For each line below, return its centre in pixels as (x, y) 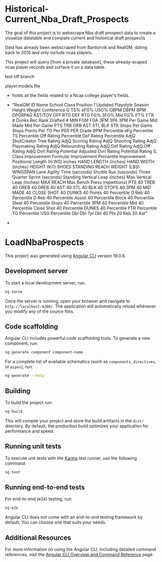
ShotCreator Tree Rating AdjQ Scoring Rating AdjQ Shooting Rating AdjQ (84, 141)
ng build (14, 411)
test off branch (20, 76)
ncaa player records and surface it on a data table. (55, 67)
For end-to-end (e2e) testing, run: (39, 499)
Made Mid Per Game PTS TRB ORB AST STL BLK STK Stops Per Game (82, 125)
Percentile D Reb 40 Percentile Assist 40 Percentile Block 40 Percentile (83, 197)
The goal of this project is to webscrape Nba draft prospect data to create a (80, 33)
